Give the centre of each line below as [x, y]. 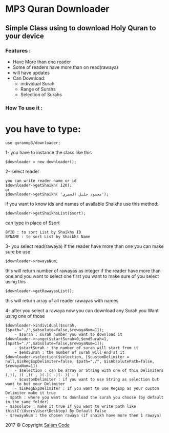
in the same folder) [27, 402]
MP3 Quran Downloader [57, 9]
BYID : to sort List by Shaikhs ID [43, 232]
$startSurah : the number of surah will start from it [79, 348]
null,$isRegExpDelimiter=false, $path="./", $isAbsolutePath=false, [80, 361]
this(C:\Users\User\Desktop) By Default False [56, 411]
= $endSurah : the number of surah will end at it [70, 352]
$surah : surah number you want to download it [71, 334]
